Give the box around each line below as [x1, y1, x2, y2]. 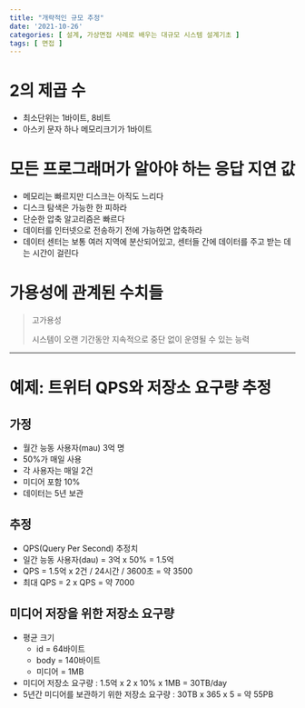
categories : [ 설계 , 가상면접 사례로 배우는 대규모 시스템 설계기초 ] [9, 30, 241, 39]
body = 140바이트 [35, 654, 102, 665]
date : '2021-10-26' [9, 22, 84, 31]
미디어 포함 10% [22, 476, 81, 487]
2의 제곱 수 [9, 81, 86, 101]
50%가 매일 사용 [22, 454, 82, 464]
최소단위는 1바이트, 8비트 [22, 113, 112, 124]
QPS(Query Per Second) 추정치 [22, 543, 139, 553]
